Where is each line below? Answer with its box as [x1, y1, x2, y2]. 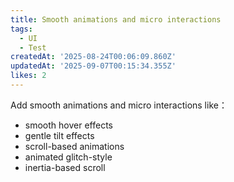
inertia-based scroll [24, 161, 106, 173]
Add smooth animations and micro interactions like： [10, 99, 228, 111]
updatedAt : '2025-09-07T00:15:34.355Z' [10, 61, 177, 71]
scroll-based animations [24, 140, 125, 152]
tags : [10, 24, 33, 34]
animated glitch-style [24, 151, 113, 163]
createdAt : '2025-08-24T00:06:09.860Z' [10, 52, 177, 62]
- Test [19, 42, 47, 53]
